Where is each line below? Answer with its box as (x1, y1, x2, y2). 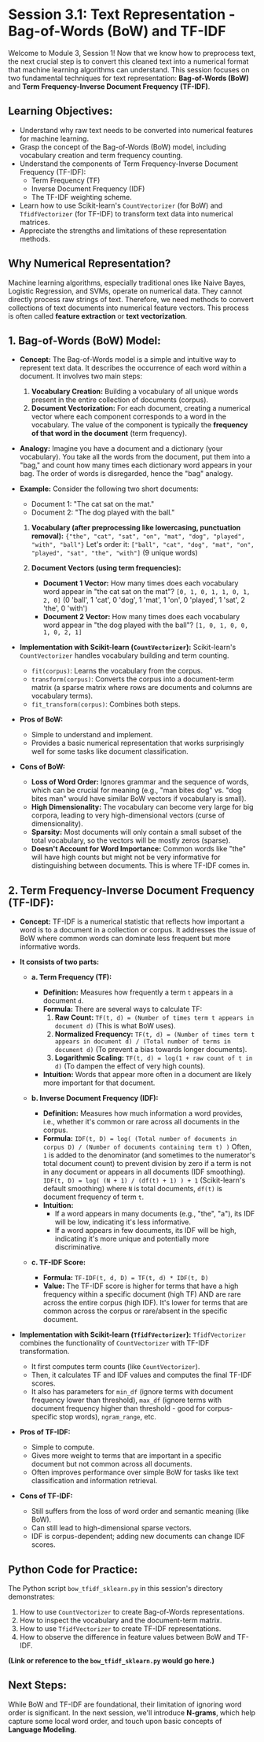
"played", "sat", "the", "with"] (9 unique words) (31, 548, 198, 558)
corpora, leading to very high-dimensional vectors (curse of (31, 810, 225, 820)
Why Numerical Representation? (8, 257, 171, 271)
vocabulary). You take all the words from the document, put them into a (19, 452, 251, 462)
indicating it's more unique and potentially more (54, 1234, 210, 1244)
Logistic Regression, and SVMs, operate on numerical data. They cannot (8, 286, 243, 296)
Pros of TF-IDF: (19, 1427, 71, 1437)
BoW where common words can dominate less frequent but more (19, 934, 231, 943)
